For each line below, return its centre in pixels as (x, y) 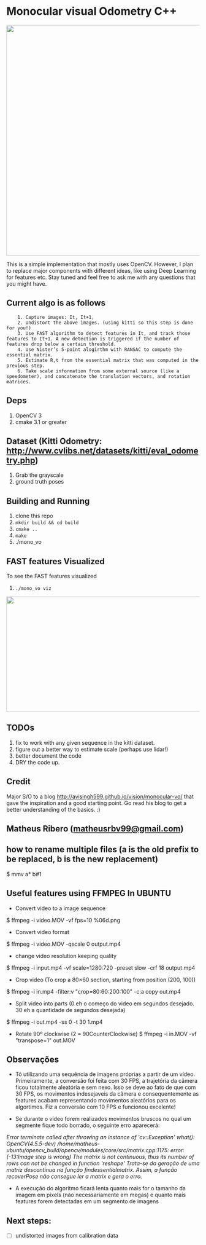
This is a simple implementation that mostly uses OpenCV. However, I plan (100, 264)
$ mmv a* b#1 (24, 874)
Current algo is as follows (56, 303)
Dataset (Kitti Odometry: (54, 441)
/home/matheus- (78, 1144)
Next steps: (29, 1221)
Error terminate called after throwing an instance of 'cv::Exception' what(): (101, 1137)
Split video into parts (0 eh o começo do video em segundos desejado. (105, 1003)
